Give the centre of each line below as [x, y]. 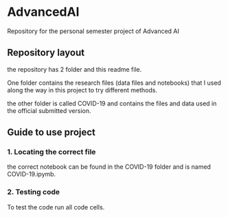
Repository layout [46, 53]
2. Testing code [34, 192]
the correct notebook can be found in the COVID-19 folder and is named [109, 167]
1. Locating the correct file [52, 152]
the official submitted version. [49, 110]
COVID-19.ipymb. [32, 174]
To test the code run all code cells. [56, 207]
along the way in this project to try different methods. [82, 90]
